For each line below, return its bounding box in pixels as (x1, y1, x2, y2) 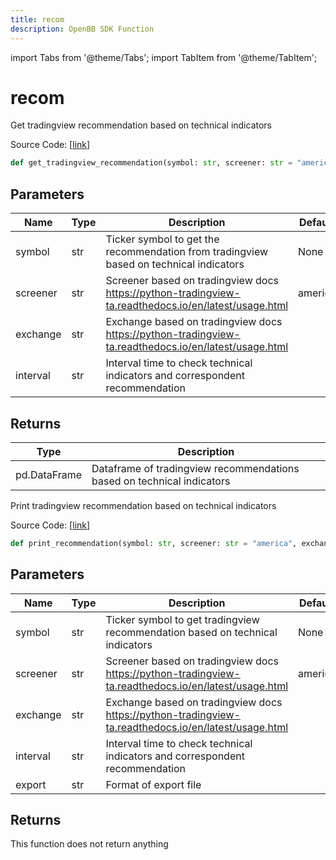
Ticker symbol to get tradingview (105, 612, 260, 626)
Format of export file (105, 777, 202, 791)
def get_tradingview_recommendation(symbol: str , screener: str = (10, 158, 293, 168)
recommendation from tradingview (105, 245, 269, 259)
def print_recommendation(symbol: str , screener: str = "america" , (10, 538, 298, 548)
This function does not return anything (10, 838, 169, 850)
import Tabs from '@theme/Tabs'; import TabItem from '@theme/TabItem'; (10, 51, 318, 63)
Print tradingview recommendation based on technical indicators (10, 499, 277, 511)
